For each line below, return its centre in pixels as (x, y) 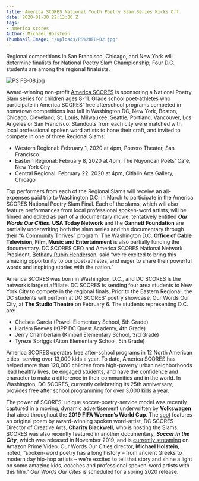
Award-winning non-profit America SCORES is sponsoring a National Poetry (99, 92)
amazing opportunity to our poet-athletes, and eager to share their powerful (99, 261)
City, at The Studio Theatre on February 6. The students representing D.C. (97, 304)
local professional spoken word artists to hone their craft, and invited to (93, 130)
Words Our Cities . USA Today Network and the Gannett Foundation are (95, 223)
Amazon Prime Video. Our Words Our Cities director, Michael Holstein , (93, 446)
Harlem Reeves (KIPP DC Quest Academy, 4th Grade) (80, 328)
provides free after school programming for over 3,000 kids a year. (88, 390)
